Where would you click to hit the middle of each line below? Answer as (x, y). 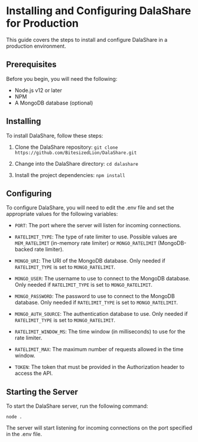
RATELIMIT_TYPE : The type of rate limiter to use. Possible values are (96, 237)
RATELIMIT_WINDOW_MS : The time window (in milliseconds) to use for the (100, 332)
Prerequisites (31, 65)
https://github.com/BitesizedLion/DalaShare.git (76, 153)
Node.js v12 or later (38, 90)
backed (24, 250)
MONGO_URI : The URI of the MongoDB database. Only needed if (90, 261)
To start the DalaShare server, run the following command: (77, 406)
